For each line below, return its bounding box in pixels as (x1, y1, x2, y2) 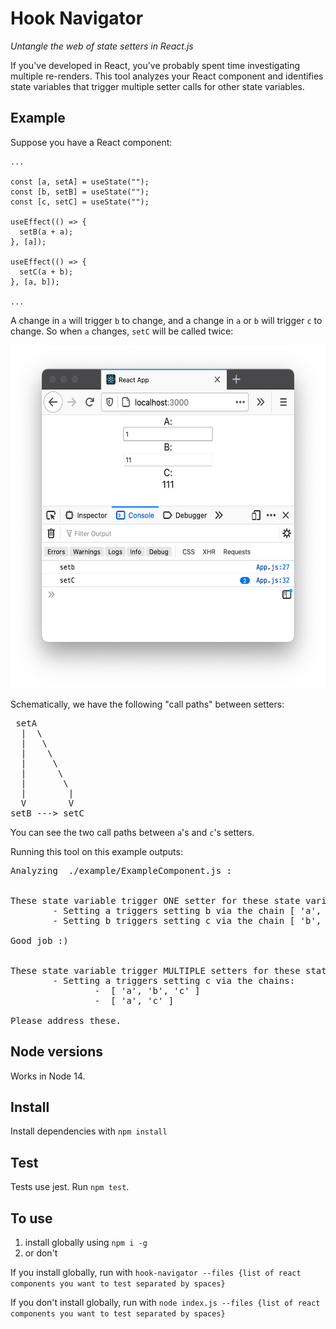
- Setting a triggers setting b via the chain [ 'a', (52, 905, 322, 916)
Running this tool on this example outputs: (10, 845, 183, 857)
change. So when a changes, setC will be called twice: (10, 325, 234, 337)
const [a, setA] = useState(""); (10, 177, 150, 187)
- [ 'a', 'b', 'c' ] (94, 985, 201, 996)
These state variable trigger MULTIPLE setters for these (10, 965, 301, 976)
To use (10, 1210, 53, 1227)
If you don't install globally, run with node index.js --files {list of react (10, 1297, 321, 1308)
